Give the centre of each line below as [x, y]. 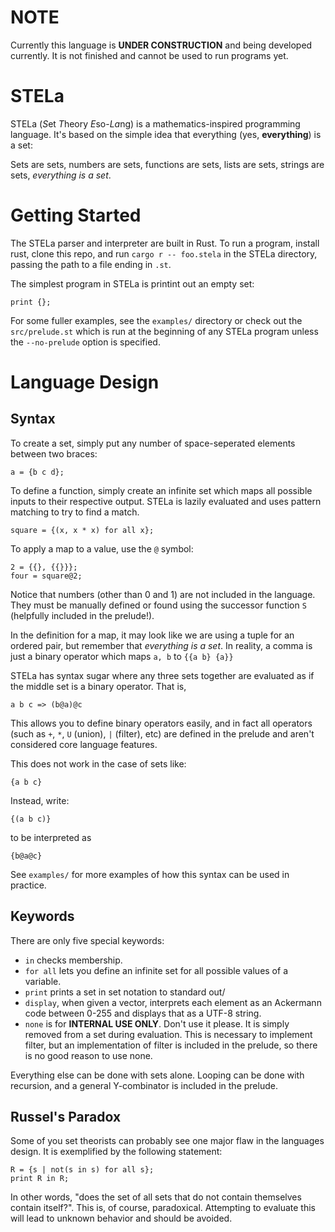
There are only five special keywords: [87, 940]
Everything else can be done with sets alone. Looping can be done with [157, 1075]
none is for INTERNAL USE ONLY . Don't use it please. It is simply [157, 1023]
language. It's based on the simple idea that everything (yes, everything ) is [166, 134]
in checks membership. [73, 960]
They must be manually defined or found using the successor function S [158, 605]
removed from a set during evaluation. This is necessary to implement [168, 1034]
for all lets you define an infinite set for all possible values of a [156, 970]
